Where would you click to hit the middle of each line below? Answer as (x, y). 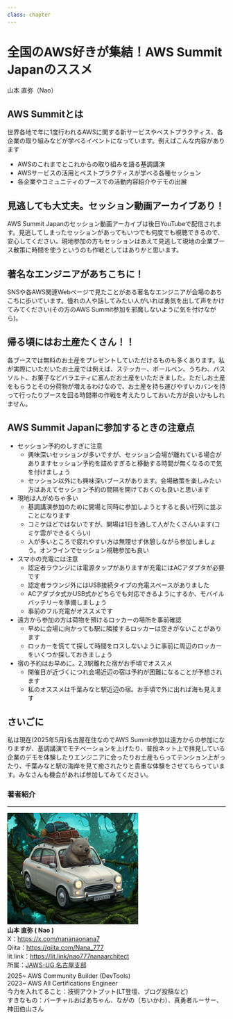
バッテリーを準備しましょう (67, 602)
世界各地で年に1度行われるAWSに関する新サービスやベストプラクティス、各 (115, 132)
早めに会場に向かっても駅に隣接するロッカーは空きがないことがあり (124, 628)
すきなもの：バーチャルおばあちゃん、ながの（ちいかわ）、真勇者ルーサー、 (115, 1000)
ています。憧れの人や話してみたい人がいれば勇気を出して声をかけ (131, 300)
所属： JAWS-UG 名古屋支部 (47, 965)
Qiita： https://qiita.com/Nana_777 (55, 947)
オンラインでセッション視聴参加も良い (94, 550)
